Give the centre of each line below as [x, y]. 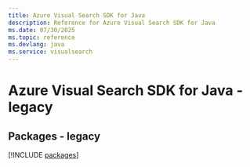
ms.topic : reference [42, 37]
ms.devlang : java [36, 45]
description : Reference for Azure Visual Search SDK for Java [112, 23]
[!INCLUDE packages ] [43, 155]
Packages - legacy [54, 136]
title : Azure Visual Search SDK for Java [77, 15]
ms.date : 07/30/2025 [42, 30]
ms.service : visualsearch [50, 52]
